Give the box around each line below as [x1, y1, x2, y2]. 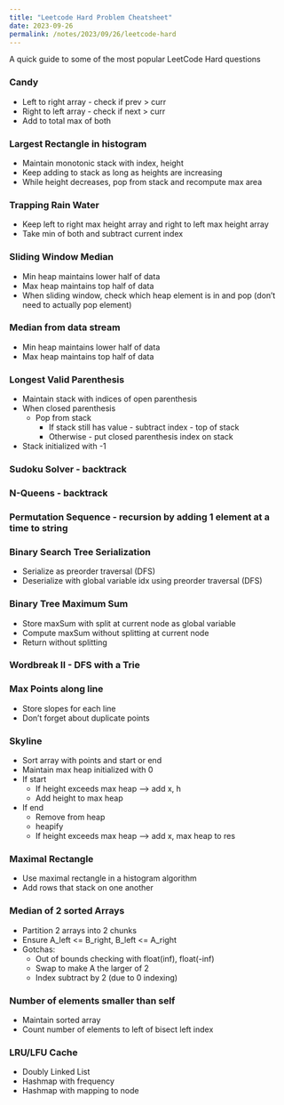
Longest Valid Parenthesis [9, 373, 125, 385]
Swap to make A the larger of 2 [35, 963, 149, 973]
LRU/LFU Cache [9, 1046, 78, 1059]
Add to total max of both [21, 115, 112, 125]
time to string [9, 521, 68, 534]
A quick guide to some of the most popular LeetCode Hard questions [9, 54, 261, 65]
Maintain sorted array [21, 1014, 101, 1025]
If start [21, 774, 47, 785]
